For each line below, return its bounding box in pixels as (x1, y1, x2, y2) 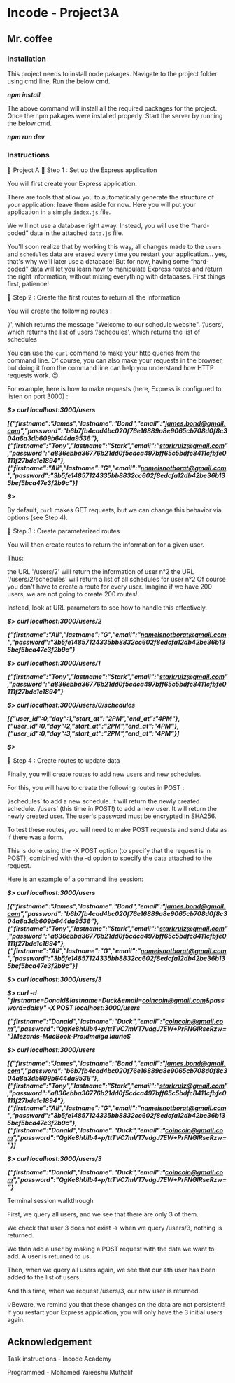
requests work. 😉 (7, 371, 59, 379)
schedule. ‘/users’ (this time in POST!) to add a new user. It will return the (7, 805, 218, 813)
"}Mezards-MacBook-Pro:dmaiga (7, 1032, 108, 1041)
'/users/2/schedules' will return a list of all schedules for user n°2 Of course (7, 575, 226, 584)
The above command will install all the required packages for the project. (7, 104, 218, 113)
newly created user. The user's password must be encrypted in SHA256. (7, 812, 217, 820)
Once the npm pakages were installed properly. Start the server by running (7, 111, 223, 120)
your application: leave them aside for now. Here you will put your (7, 201, 197, 209)
